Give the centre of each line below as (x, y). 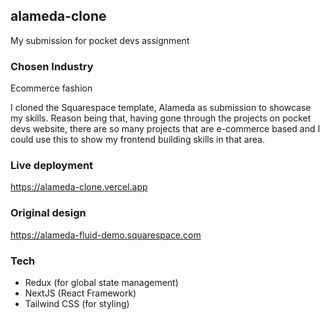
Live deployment (52, 166)
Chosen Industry (52, 66)
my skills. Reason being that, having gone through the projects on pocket (161, 118)
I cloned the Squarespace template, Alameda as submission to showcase (161, 108)
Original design (48, 213)
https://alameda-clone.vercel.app (79, 187)
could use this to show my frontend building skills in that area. (137, 140)
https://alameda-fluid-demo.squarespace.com (106, 235)
